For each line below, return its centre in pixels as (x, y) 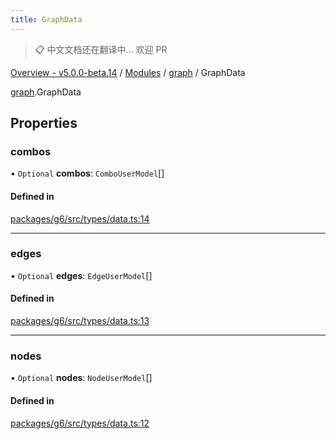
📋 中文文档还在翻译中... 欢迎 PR (101, 49)
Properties (44, 123)
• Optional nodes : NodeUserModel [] (81, 378)
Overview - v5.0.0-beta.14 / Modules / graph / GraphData (128, 72)
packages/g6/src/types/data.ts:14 (80, 218)
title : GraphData (46, 19)
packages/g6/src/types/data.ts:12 (80, 423)
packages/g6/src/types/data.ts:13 (80, 321)
